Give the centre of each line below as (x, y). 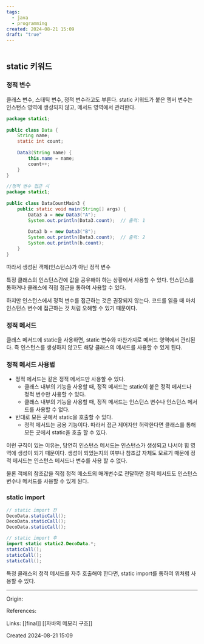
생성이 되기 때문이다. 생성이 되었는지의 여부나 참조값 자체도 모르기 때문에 (103, 453)
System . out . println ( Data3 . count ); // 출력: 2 (87, 238)
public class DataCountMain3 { (46, 204)
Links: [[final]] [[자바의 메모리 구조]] (49, 623)
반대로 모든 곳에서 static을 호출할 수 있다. (64, 417)
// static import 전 (32, 510)
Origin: (15, 599)
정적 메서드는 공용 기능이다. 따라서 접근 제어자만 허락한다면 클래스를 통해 (110, 425)
